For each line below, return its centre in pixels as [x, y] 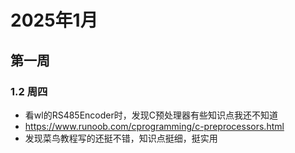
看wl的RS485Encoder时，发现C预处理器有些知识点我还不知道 [151, 115]
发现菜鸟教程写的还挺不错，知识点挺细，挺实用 [121, 138]
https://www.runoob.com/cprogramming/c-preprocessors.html [154, 126]
